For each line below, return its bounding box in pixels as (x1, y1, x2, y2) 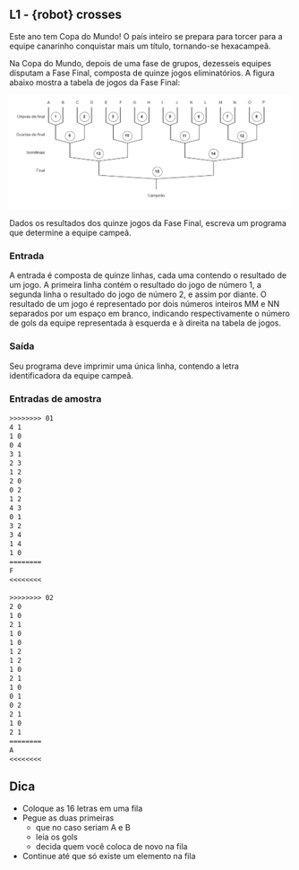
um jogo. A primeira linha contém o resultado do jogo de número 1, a (9, 280, 262, 291)
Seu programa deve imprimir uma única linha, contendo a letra (9, 361, 240, 371)
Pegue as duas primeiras (21, 812, 115, 823)
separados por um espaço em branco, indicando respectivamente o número (9, 309, 291, 319)
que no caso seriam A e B (35, 822, 132, 832)
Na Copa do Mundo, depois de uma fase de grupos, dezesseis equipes (9, 57, 271, 68)
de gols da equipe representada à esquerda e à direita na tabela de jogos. (9, 318, 282, 328)
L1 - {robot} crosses (9, 7, 123, 22)
